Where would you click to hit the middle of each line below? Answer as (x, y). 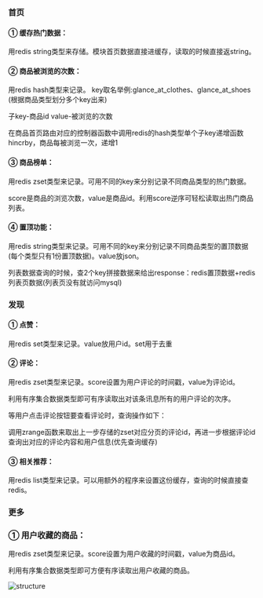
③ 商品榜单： (31, 162)
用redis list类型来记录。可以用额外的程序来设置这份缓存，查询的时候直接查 (128, 480)
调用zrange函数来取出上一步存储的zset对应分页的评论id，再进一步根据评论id (132, 432)
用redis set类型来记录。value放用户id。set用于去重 (90, 344)
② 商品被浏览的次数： (45, 71)
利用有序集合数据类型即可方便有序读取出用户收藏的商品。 (101, 571)
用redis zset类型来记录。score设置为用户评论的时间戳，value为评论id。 (124, 382)
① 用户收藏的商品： (47, 535)
